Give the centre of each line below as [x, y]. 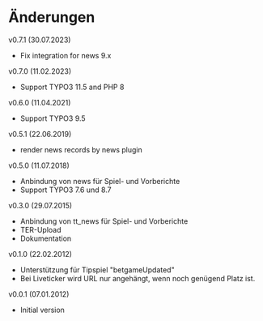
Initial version [42, 310]
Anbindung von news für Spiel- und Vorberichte [100, 181]
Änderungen [52, 17]
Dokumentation [46, 238]
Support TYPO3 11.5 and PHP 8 [72, 87]
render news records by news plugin [81, 149]
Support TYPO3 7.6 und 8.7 [66, 190]
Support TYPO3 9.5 [53, 118]
